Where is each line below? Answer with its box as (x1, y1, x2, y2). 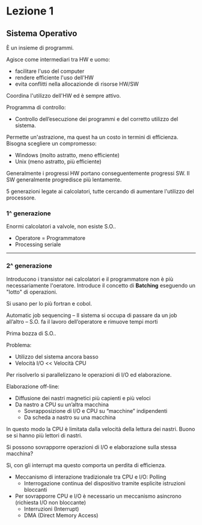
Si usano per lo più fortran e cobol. (6, 300, 92, 307)
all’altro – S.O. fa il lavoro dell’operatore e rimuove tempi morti (6, 318, 158, 325)
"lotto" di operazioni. (6, 288, 58, 295)
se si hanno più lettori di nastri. (6, 432, 82, 439)
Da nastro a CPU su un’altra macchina (14, 401, 109, 408)
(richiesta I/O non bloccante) (14, 498, 86, 506)
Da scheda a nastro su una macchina (23, 413, 116, 421)
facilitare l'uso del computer (14, 68, 85, 75)
